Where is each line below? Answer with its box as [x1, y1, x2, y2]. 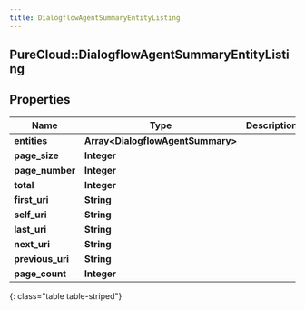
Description [245, 119, 298, 132]
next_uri [14, 237, 51, 250]
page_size [14, 149, 59, 162]
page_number [14, 164, 75, 176]
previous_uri [14, 252, 70, 265]
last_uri [14, 223, 47, 235]
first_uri [14, 193, 49, 205]
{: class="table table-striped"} [9, 290, 123, 301]
